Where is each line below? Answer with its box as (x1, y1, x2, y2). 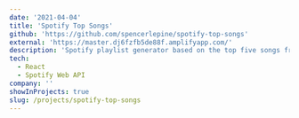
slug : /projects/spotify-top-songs (9, 95, 141, 105)
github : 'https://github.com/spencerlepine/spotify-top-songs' (9, 29, 249, 38)
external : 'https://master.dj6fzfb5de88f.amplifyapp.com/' (9, 37, 233, 47)
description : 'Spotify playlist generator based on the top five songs (9, 46, 280, 55)
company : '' (9, 79, 53, 88)
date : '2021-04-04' (9, 12, 82, 22)
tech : (9, 54, 29, 63)
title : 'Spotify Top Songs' (9, 21, 114, 30)
